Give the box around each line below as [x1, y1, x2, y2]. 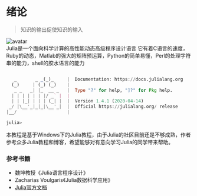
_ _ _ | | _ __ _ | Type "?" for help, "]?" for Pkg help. [14, 87, 173, 93]
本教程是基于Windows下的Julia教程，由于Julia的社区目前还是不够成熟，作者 [6, 131, 191, 138]
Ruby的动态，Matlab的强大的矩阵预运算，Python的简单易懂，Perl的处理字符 [6, 52, 191, 59]
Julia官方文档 [14, 184, 47, 191]
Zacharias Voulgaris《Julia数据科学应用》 [14, 177, 113, 184]
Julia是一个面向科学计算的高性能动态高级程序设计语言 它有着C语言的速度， [6, 45, 189, 52]
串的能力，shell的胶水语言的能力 [6, 59, 85, 67]
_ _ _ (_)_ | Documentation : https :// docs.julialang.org [14, 76, 183, 82]
